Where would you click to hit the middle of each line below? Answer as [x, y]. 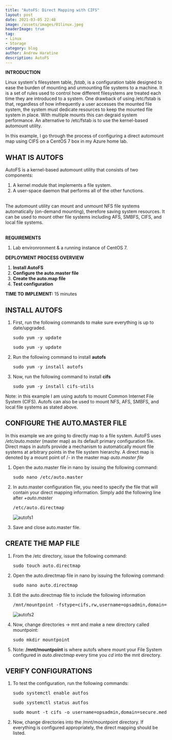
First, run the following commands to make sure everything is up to [83, 322]
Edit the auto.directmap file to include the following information [79, 595]
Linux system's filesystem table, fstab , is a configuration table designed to [84, 82]
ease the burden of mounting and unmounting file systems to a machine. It [84, 88]
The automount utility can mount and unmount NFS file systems [72, 206]
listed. [19, 733]
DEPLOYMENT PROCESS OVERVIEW [45, 258]
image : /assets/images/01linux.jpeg [44, 24]
